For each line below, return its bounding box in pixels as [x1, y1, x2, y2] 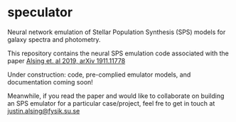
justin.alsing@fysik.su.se [7, 106, 80, 115]
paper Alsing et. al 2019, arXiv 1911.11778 [7, 56, 126, 65]
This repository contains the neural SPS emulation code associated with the [7, 49, 229, 57]
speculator [7, 4, 73, 21]
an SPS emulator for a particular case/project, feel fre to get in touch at [7, 99, 215, 107]
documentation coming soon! [7, 77, 94, 86]
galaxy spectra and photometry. [7, 35, 101, 43]
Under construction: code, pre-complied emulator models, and [7, 70, 191, 79]
